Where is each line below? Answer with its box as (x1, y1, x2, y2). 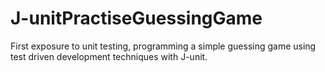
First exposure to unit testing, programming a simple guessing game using (10, 40, 317, 52)
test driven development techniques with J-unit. (10, 50, 208, 62)
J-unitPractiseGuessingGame (10, 7, 263, 30)
